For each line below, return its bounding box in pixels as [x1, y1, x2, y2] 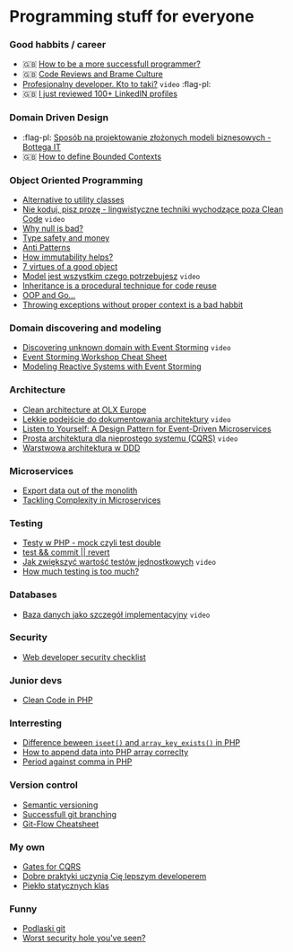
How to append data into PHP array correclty [22, 747, 189, 758]
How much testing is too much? [22, 566, 140, 577]
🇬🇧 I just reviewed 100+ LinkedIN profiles [22, 88, 177, 100]
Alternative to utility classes [22, 195, 125, 206]
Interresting [9, 717, 63, 729]
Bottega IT [22, 141, 61, 152]
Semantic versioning [22, 799, 99, 810]
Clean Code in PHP [22, 694, 93, 706]
